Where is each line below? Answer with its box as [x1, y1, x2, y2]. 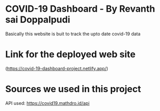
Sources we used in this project [5, 84, 141, 95]
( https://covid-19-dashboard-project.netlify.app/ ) [5, 65, 109, 71]
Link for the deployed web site [5, 49, 136, 60]
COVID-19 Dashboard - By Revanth [5, 3, 155, 15]
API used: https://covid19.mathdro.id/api [5, 100, 90, 106]
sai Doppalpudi [5, 14, 70, 25]
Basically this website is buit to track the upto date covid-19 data [5, 31, 141, 37]
